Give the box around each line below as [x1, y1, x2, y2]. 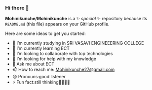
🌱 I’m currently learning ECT [12, 45, 70, 51]
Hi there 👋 [5, 4, 30, 11]
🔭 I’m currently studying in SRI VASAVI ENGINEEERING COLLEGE [12, 40, 144, 46]
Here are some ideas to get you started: [5, 30, 86, 36]
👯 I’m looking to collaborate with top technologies [12, 51, 113, 57]
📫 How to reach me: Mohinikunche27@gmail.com [12, 66, 115, 73]
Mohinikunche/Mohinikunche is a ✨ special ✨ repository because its [5, 16, 147, 22]
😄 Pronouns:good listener [12, 74, 66, 80]
